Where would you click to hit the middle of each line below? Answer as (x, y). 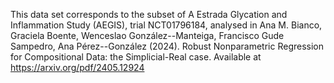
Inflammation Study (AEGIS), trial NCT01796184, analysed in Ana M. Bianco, (166, 25)
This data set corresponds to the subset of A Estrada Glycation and (149, 14)
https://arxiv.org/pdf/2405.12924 (77, 67)
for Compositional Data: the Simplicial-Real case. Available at (136, 57)
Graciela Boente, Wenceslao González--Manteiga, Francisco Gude (147, 35)
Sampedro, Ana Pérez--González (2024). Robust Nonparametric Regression (167, 46)
